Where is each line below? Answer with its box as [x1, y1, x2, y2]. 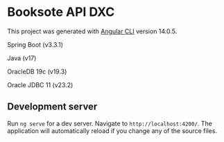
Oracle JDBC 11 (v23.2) [7, 80, 74, 89]
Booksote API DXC [7, 4, 115, 20]
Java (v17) [7, 53, 37, 62]
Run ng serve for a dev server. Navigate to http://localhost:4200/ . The [7, 119, 213, 127]
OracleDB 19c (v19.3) [7, 67, 67, 76]
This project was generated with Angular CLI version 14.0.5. [7, 27, 178, 35]
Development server [7, 101, 98, 113]
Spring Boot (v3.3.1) [7, 40, 64, 48]
